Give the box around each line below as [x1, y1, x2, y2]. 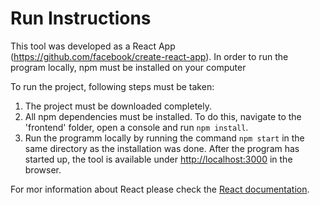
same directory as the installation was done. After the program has [24, 142, 300, 154]
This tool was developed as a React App [10, 40, 176, 52]
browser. [24, 163, 62, 176]
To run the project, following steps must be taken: [10, 80, 215, 92]
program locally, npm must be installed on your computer [10, 61, 247, 73]
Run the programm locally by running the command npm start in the [24, 132, 305, 144]
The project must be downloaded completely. [24, 100, 213, 112]
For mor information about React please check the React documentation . [10, 183, 310, 195]
